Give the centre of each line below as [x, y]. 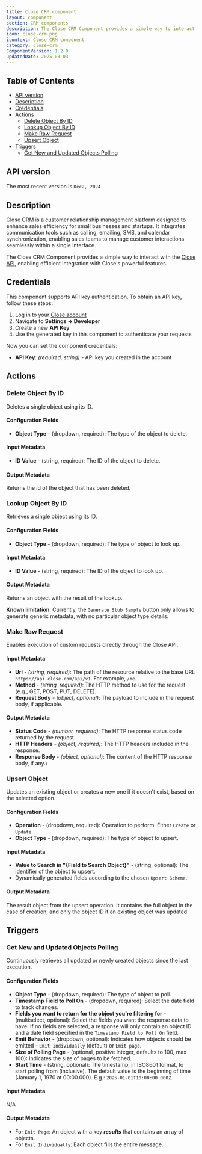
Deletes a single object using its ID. [50, 406]
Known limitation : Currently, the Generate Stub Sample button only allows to [100, 610]
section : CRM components [37, 23]
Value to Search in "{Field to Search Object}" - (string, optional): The [102, 865]
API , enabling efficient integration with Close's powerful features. [87, 264]
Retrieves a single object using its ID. [52, 517]
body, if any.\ [31, 763]
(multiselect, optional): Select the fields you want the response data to [102, 1020]
